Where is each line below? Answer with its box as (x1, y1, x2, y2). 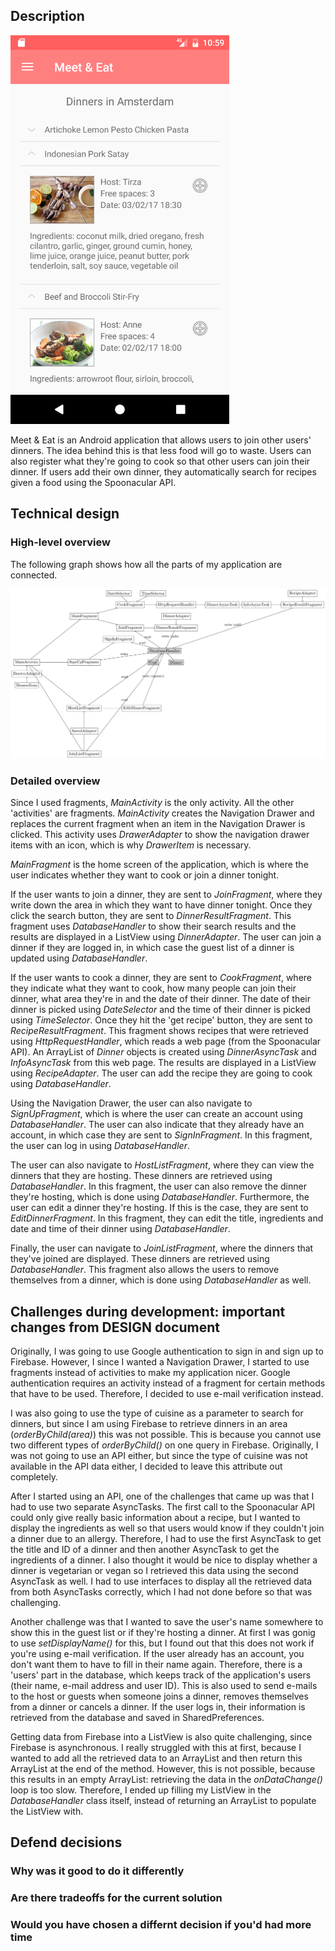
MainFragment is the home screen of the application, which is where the (10, 859, 309, 871)
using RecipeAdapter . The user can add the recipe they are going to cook (10, 1067, 313, 1079)
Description (10, 8, 85, 25)
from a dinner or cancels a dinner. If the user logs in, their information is (10, 1701, 306, 1713)
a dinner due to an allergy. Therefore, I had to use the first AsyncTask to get (10, 1533, 322, 1545)
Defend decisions (10, 1834, 123, 1851)
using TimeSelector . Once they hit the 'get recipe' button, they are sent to (10, 1014, 313, 1026)
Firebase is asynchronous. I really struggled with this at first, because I (10, 1742, 302, 1754)
